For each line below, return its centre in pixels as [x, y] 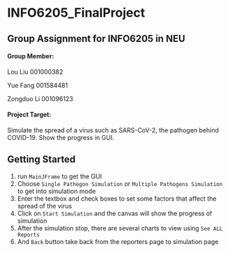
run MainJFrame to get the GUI [60, 176]
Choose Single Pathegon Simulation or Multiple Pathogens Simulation [120, 183]
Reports [28, 235]
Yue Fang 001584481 [38, 85]
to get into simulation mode [56, 191]
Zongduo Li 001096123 [40, 98]
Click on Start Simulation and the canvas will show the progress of [115, 213]
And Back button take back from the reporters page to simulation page [118, 241]
